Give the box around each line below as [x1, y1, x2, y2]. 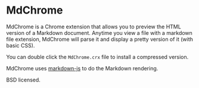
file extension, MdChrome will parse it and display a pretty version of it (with [6, 35, 194, 43]
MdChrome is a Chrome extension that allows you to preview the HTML [6, 23, 182, 30]
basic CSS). [6, 42, 35, 49]
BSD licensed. [6, 76, 41, 83]
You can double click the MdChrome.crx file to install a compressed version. [6, 53, 189, 60]
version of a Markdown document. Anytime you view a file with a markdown [6, 29, 192, 36]
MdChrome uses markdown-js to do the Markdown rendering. [6, 64, 158, 71]
